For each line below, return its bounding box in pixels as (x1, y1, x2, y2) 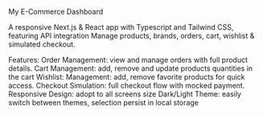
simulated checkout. (8, 39, 76, 49)
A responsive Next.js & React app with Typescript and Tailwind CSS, (8, 23, 234, 31)
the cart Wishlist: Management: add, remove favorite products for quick (8, 72, 245, 81)
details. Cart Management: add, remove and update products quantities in (8, 64, 253, 73)
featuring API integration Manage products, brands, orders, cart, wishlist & (8, 31, 255, 40)
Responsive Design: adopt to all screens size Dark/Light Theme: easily (8, 89, 241, 99)
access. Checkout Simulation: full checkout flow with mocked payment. (8, 80, 245, 90)
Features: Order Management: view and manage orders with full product (8, 55, 248, 64)
